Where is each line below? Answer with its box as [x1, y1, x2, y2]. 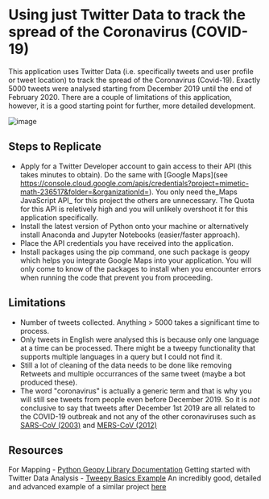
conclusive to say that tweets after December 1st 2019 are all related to [19, 403, 255, 413]
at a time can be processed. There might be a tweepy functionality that [19, 343, 256, 352]
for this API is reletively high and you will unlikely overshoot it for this [19, 204, 248, 214]
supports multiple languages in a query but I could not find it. [19, 351, 223, 361]
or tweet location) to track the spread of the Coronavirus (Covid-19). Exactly [8, 75, 261, 85]
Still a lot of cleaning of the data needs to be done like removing [19, 360, 232, 370]
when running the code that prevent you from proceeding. [19, 272, 213, 282]
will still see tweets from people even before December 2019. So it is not [19, 394, 260, 404]
